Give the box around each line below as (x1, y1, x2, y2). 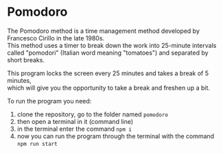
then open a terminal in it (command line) (16, 117, 134, 125)
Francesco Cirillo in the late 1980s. (7, 34, 105, 42)
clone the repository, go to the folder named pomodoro (16, 110, 168, 118)
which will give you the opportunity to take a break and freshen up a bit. (7, 84, 211, 92)
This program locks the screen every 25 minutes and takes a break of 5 (7, 69, 209, 77)
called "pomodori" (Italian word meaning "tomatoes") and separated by (7, 49, 209, 57)
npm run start (16, 140, 58, 147)
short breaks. (7, 55, 45, 64)
